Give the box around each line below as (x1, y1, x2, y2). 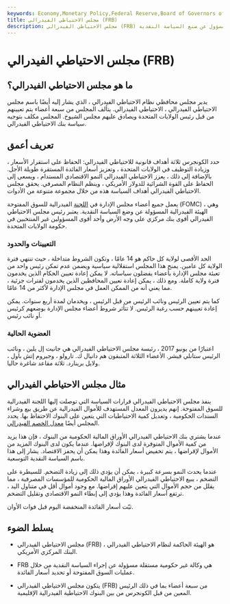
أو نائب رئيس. (7, 311, 42, 319)
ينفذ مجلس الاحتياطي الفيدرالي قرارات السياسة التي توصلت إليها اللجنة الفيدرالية (7, 397, 212, 405)
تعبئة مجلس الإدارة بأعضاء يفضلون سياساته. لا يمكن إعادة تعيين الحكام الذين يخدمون (7, 269, 220, 278)
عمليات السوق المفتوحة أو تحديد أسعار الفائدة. (16, 568, 135, 577)
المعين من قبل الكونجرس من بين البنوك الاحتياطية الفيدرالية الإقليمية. (16, 589, 192, 597)
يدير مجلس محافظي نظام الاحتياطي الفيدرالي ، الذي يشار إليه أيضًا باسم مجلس (7, 97, 208, 106)
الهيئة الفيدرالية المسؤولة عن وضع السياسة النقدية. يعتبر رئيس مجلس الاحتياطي (7, 207, 208, 216)
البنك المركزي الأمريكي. (16, 548, 77, 556)
